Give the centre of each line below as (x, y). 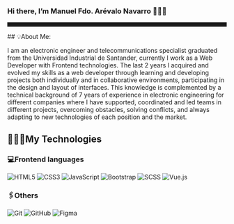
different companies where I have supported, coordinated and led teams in (114, 102)
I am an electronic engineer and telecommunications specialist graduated (112, 51)
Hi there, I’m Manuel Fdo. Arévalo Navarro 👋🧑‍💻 (87, 11)
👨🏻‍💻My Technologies (55, 139)
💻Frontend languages (46, 159)
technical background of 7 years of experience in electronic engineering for (116, 95)
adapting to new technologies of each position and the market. (97, 117)
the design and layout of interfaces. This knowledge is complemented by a (114, 88)
